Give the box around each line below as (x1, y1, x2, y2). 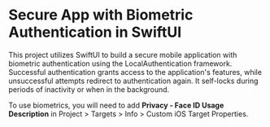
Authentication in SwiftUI (8, 23, 182, 42)
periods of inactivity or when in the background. (8, 84, 170, 94)
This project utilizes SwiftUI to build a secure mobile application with (8, 50, 237, 59)
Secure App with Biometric (8, 6, 194, 24)
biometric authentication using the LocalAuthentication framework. (8, 59, 233, 68)
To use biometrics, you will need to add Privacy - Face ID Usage (8, 100, 224, 110)
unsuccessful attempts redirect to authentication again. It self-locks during (8, 76, 259, 85)
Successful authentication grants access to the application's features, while (8, 67, 263, 77)
